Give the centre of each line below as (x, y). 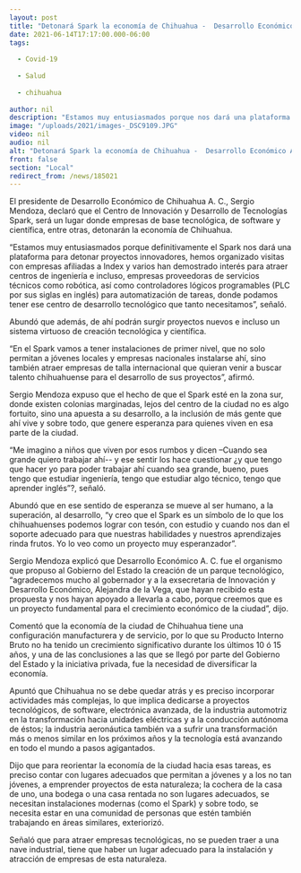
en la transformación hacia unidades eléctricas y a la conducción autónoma (149, 720)
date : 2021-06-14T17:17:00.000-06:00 (80, 34)
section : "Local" (42, 168)
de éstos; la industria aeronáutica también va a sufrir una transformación (143, 729)
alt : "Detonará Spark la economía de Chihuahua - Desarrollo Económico (148, 151)
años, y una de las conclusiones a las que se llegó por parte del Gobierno (145, 654)
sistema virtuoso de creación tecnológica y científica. (108, 332)
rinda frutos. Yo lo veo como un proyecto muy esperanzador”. (123, 544)
